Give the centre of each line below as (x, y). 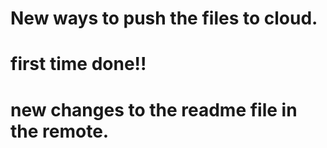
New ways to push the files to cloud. (164, 18)
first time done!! (78, 64)
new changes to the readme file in (154, 109)
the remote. (60, 131)
